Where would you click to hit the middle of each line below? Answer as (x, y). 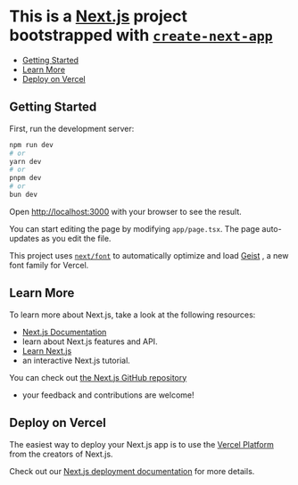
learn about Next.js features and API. (90, 341)
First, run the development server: (72, 128)
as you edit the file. (76, 238)
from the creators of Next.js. (61, 454)
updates (25, 238)
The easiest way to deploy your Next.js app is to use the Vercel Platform (142, 444)
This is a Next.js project (98, 16)
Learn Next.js (47, 350)
